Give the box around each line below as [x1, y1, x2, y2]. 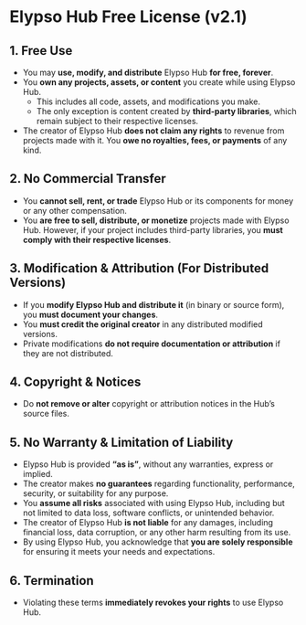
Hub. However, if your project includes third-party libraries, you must [22, 224, 283, 235]
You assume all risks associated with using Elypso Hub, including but [22, 498, 285, 509]
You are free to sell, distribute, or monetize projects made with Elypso [22, 215, 290, 226]
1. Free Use [9, 43, 73, 58]
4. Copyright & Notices [9, 375, 142, 390]
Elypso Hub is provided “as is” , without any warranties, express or [22, 459, 274, 470]
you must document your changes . [22, 309, 158, 320]
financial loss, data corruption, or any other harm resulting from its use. [22, 527, 291, 538]
